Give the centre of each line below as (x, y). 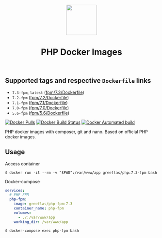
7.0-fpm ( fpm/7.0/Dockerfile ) (40, 108)
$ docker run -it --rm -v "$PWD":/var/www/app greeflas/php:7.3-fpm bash (81, 172)
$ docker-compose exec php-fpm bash (42, 231)
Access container (23, 164)
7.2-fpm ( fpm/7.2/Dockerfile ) (40, 97)
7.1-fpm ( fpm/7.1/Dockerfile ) (40, 103)
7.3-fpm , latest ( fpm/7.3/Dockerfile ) (48, 92)
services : (15, 190)
